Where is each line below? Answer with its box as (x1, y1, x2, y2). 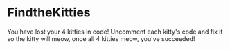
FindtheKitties (7, 5, 91, 21)
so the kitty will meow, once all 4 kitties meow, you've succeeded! (7, 34, 195, 42)
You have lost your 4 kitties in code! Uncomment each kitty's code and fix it (7, 27, 223, 36)
